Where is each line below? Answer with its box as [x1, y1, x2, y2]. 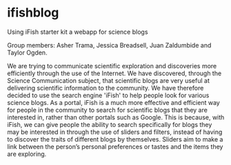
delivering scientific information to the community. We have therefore [7, 84, 204, 92]
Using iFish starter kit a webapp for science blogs [7, 28, 148, 36]
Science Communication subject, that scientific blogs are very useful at [7, 76, 210, 84]
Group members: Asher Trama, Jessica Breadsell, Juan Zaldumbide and [7, 41, 212, 49]
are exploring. [7, 150, 47, 158]
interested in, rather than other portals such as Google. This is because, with [7, 113, 225, 122]
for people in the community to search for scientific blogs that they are [7, 106, 208, 114]
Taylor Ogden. [7, 48, 48, 57]
